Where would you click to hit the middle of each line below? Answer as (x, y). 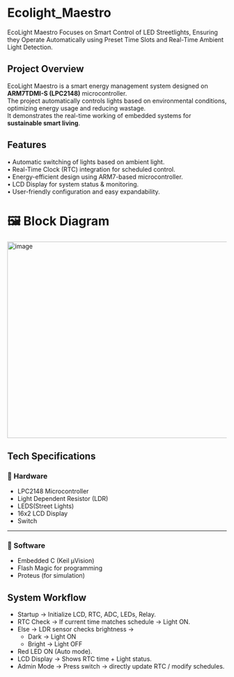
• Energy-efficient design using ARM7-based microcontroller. (95, 177)
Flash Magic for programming (60, 568)
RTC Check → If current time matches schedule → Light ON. (103, 622)
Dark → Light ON (52, 636)
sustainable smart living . (44, 123)
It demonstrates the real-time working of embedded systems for (99, 115)
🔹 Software (26, 546)
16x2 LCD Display (42, 514)
